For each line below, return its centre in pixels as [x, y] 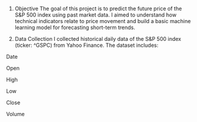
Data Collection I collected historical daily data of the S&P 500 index [98, 39]
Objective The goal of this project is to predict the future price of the [98, 9]
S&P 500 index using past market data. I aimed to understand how [96, 15]
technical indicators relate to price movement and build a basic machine [103, 21]
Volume [15, 114]
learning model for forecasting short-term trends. [75, 27]
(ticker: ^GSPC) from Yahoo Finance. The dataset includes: [87, 45]
